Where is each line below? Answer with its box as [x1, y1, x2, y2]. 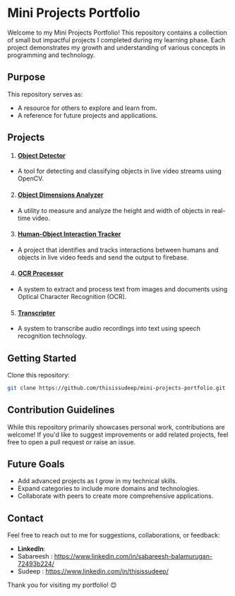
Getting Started [7, 352, 77, 364]
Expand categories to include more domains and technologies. [17, 485, 200, 493]
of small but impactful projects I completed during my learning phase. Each [7, 35, 226, 44]
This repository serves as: [7, 90, 83, 98]
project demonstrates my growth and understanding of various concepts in [7, 43, 226, 51]
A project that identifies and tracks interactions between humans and [17, 245, 219, 254]
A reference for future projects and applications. [17, 111, 158, 119]
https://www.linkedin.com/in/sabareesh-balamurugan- [54, 552, 213, 561]
